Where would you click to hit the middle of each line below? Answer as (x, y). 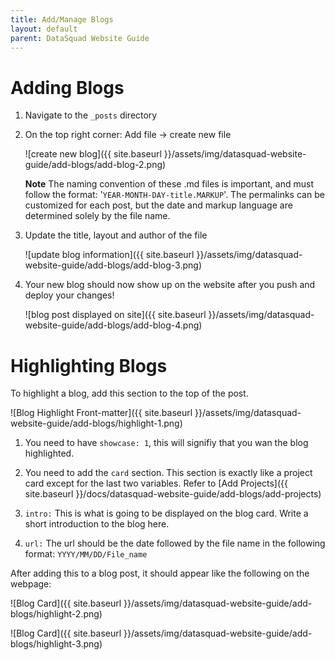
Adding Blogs (67, 87)
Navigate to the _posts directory (91, 115)
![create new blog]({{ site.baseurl (93, 154)
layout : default (44, 29)
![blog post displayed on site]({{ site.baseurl (115, 315)
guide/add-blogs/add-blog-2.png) (95, 165)
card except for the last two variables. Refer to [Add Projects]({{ (156, 483)
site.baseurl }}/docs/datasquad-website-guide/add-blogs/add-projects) (173, 494)
